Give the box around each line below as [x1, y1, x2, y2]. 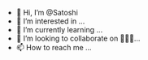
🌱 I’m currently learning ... [15, 25, 103, 34]
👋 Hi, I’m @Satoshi [15, 8, 79, 17]
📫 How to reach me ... [15, 43, 92, 52]
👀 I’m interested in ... [15, 16, 85, 26]
